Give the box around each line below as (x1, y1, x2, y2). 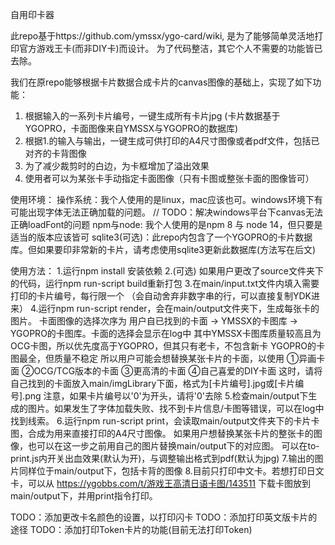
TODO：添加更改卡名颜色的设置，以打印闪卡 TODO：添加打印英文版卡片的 (10, 511, 318, 523)
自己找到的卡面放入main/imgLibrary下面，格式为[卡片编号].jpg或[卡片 (10, 378, 296, 389)
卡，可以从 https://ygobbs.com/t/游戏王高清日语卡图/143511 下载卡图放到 (10, 478, 311, 489)
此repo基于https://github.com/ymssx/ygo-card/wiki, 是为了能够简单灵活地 (10, 30, 315, 42)
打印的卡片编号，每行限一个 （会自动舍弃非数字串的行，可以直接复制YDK (10, 290, 312, 302)
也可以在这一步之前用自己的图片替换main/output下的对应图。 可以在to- (27, 440, 320, 452)
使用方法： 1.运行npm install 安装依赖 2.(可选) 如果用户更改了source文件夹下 (10, 265, 324, 277)
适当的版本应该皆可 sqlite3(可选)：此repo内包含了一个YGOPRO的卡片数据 (10, 231, 313, 243)
